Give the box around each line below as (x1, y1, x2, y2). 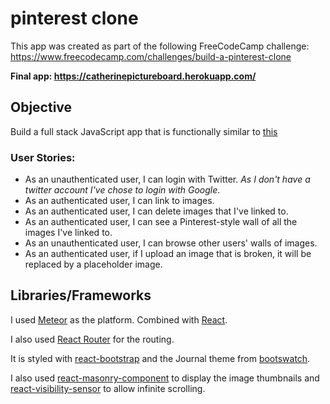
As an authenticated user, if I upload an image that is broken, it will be (24, 248, 312, 260)
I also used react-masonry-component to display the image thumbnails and (10, 372, 320, 384)
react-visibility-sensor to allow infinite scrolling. (10, 382, 206, 394)
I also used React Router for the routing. (10, 333, 175, 345)
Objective (10, 99, 73, 116)
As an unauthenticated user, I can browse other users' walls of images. (24, 237, 318, 249)
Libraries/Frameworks (10, 287, 152, 304)
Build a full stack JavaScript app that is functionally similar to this (10, 125, 278, 137)
